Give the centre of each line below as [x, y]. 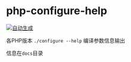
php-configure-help [57, 11]
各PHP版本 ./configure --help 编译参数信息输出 [66, 40]
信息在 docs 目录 [25, 53]
